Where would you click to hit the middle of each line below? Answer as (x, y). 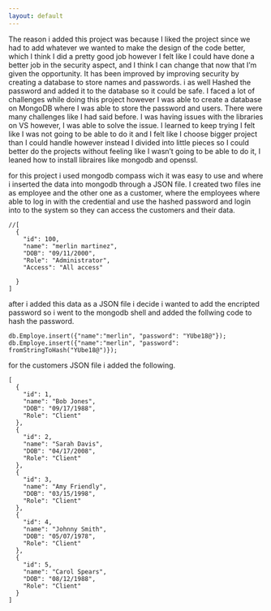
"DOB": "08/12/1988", (59, 579)
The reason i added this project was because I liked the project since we (129, 39)
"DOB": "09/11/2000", (59, 253)
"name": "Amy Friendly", (65, 486)
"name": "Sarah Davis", (63, 444)
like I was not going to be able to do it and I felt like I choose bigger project (133, 134)
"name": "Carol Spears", (65, 572)
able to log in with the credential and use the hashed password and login (130, 201)
